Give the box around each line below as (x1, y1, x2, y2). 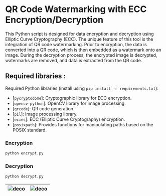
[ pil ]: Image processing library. (12, 111, 78, 117)
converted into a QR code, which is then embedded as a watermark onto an (5, 47, 161, 53)
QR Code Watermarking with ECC (5, 4, 147, 15)
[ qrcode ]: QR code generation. (12, 105, 75, 111)
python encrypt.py (5, 151, 44, 156)
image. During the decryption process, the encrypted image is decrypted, (5, 52, 157, 58)
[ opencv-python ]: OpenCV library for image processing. (12, 100, 126, 106)
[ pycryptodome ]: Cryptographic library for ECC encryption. (12, 95, 132, 101)
